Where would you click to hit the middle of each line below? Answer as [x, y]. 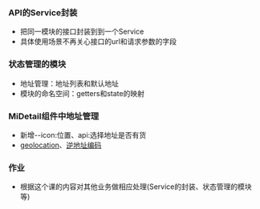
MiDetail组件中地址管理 [54, 116]
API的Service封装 [43, 12]
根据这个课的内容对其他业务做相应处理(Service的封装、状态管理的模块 [136, 187]
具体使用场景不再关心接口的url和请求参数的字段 [98, 42]
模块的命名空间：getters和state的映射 [82, 93]
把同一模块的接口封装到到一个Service [82, 32]
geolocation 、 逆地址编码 [61, 145]
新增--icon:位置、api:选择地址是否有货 [83, 135]
